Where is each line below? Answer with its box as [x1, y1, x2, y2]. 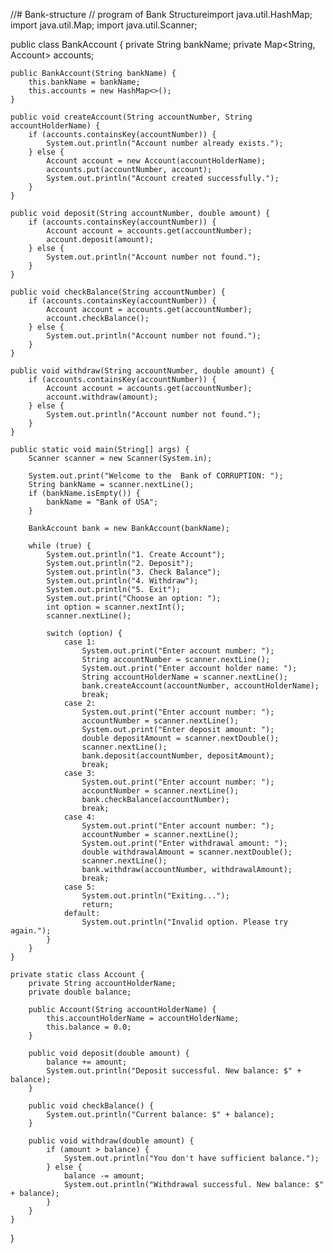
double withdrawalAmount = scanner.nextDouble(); [81, 847, 293, 857]
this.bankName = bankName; [28, 77, 141, 87]
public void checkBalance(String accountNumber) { [10, 287, 226, 297]
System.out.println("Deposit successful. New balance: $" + [46, 1066, 302, 1076]
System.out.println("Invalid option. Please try [81, 917, 288, 927]
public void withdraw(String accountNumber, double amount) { [10, 366, 275, 376]
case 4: [63, 812, 97, 822]
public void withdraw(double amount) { [28, 1136, 195, 1146]
